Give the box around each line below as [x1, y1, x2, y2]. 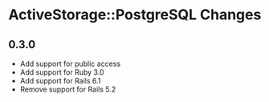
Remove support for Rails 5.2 [19, 84, 116, 94]
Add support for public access [19, 59, 121, 68]
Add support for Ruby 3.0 [19, 67, 104, 77]
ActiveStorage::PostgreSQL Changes [8, 6, 262, 24]
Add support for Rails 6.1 [19, 76, 101, 85]
